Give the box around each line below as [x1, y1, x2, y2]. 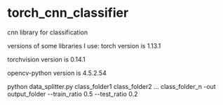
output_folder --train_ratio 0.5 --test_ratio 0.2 [7, 90, 138, 98]
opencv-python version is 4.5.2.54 [7, 69, 107, 77]
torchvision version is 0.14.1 [7, 55, 86, 64]
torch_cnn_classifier [7, 5, 129, 21]
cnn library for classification [7, 28, 88, 36]
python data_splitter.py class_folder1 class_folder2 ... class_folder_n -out [7, 82, 216, 90]
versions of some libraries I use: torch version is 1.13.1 [7, 41, 161, 50]
